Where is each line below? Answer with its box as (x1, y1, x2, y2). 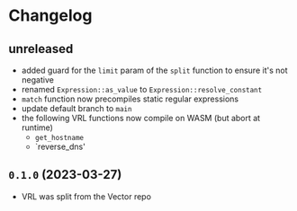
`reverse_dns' (34, 141, 86, 152)
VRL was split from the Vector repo (21, 190, 152, 202)
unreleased (8, 41, 74, 57)
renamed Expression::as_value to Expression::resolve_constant (21, 84, 263, 94)
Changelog (8, 5, 93, 26)
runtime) (21, 122, 53, 133)
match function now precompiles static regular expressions (21, 93, 239, 104)
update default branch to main (21, 103, 132, 113)
